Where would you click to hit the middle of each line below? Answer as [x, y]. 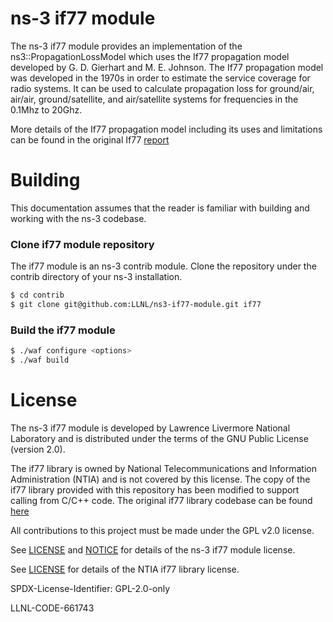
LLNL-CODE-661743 [52, 608]
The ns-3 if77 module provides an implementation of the [126, 46]
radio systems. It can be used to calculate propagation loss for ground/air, [162, 88]
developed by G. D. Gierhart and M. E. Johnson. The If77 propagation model [167, 67]
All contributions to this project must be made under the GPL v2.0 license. [162, 530]
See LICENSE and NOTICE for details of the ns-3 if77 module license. [153, 549]
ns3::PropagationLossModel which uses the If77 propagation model [150, 56]
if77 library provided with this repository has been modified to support [155, 489]
